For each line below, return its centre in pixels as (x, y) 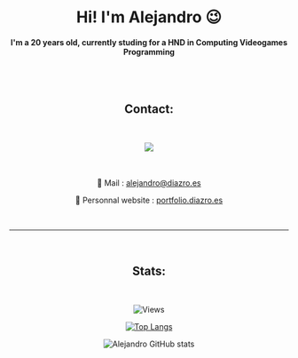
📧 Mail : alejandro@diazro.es (149, 183)
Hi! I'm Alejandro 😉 (149, 17)
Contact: (149, 109)
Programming (149, 52)
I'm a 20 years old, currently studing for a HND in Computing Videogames (149, 42)
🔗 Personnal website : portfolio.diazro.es (149, 200)
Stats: (149, 270)
